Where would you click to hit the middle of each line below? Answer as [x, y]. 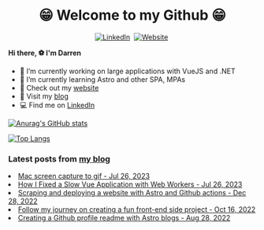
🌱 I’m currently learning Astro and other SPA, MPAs [102, 79]
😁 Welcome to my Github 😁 [132, 15]
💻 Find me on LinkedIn [57, 105]
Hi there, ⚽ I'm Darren [45, 53]
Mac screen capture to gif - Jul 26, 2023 [84, 176]
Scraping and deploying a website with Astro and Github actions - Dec [132, 193]
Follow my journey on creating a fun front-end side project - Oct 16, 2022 [137, 210]
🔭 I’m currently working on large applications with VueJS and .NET [127, 71]
